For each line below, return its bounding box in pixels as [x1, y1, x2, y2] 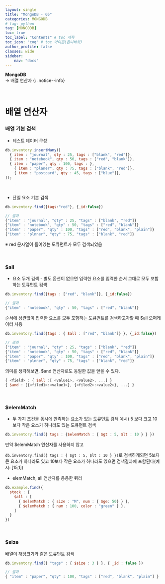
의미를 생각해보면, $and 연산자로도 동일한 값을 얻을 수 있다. [5, 368, 120, 374]
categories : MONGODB [5, 16, 48, 21]
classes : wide [5, 49, 35, 54]
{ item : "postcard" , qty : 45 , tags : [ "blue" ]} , [14, 171, 121, 176]
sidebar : [5, 53, 23, 59]
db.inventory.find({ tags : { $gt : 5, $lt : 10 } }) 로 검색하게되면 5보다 [5, 452, 160, 458]
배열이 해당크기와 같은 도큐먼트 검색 [5, 551, 75, 557]
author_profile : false [5, 44, 52, 49]
